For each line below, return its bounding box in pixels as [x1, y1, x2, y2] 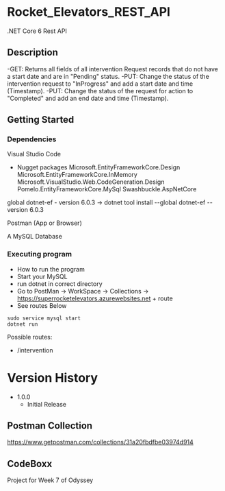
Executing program [7, 250, 72, 259]
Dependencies [7, 134, 57, 144]
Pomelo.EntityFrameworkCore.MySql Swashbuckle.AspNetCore [16, 185, 197, 193]
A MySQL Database [7, 232, 63, 241]
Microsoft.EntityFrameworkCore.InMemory [16, 171, 138, 179]
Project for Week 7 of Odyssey [7, 476, 94, 484]
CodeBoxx [7, 457, 53, 470]
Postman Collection [7, 420, 93, 432]
